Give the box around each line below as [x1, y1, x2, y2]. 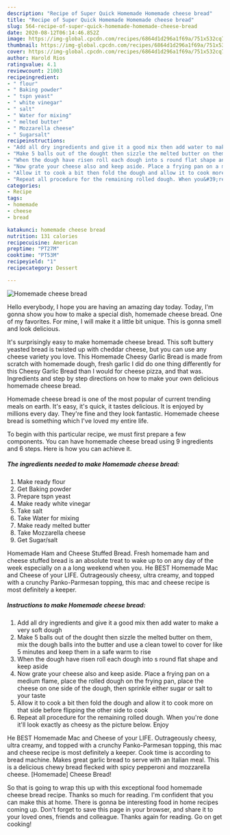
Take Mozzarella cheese [16, 529, 86, 537]
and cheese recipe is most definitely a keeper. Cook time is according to [7, 748, 211, 756]
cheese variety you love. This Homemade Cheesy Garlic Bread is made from [7, 352, 222, 361]
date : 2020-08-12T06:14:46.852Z [7, 29, 99, 36]
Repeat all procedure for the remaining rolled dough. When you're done [16, 713, 219, 721]
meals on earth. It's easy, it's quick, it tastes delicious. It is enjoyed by [7, 402, 204, 410]
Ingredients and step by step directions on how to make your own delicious [7, 374, 219, 383]
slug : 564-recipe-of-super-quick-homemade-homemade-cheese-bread [7, 23, 197, 29]
